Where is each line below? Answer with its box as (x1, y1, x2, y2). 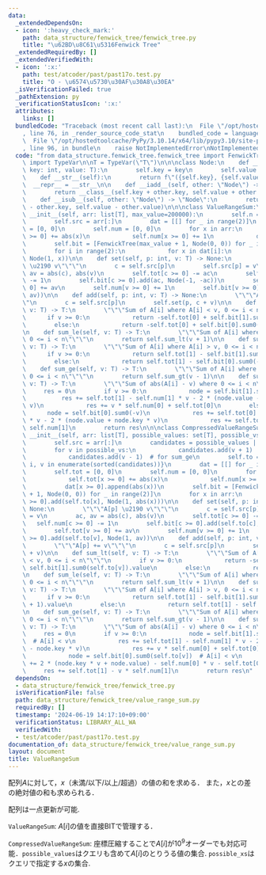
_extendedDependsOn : (15, 19, 83, 27)
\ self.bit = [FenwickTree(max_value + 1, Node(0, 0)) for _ (22, 240, 253, 248)
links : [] (22, 115, 55, 123)
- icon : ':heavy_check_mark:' (15, 26, 115, 34)
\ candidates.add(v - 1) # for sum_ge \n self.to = (22, 453, 260, 462)
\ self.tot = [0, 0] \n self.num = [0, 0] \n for (22, 468, 257, 476)
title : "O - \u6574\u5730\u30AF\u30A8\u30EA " (22, 78, 176, 86)
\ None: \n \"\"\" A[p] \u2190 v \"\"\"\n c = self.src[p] (22, 504, 260, 513)
